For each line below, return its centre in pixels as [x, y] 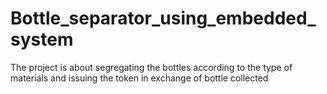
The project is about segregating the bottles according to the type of [151, 67]
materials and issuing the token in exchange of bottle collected [139, 78]
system [42, 39]
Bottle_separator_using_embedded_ [163, 18]
